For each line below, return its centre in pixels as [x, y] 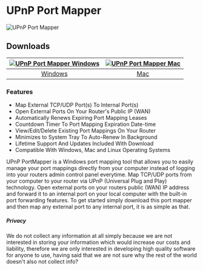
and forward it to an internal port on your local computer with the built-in [97, 194]
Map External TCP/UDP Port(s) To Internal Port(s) [77, 105]
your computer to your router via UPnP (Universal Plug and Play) [87, 181]
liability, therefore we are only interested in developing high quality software [101, 249]
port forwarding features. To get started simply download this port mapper [99, 200]
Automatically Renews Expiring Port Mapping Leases [81, 118]
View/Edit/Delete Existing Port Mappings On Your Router [85, 131]
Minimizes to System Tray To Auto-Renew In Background [86, 137]
